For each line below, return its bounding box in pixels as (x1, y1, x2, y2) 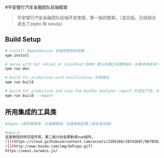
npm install (5, 53, 29, 58)
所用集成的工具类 (5, 108, 57, 116)
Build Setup (5, 35, 41, 44)
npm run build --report (5, 93, 54, 98)
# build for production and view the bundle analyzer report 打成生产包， (5, 89, 156, 94)
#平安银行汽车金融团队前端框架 (5, 4, 68, 10)
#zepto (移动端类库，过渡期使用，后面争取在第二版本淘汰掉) (5, 121, 112, 126)
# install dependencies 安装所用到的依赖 (5, 48, 84, 53)
